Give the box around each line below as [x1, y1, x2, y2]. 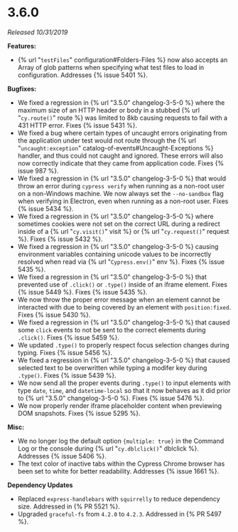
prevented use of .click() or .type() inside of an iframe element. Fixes [17, 280, 227, 289]
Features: [7, 41, 37, 50]
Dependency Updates [7, 481, 73, 489]
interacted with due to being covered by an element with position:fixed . [17, 302, 232, 311]
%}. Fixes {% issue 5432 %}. [17, 235, 103, 243]
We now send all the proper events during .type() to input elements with [17, 379, 231, 387]
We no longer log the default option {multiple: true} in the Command [17, 436, 225, 445]
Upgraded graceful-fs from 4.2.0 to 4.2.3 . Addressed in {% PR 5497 [17, 509, 222, 518]
